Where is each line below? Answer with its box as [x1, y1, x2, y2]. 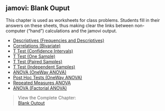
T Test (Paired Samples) [12, 58, 63, 64]
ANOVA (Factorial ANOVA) [12, 85, 67, 91]
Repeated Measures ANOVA [12, 80, 71, 86]
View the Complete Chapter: [17, 95, 76, 101]
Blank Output [17, 100, 45, 106]
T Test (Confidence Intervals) [12, 48, 74, 54]
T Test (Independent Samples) [12, 64, 75, 70]
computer [5, 27, 26, 34]
